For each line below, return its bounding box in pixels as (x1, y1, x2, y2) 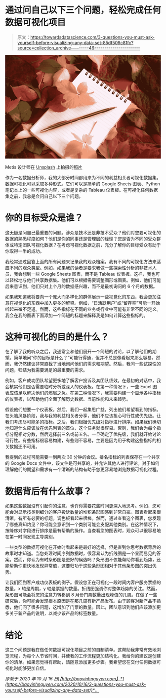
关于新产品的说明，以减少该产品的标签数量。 (9, 611, 100, 616)
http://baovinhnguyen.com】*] (61, 676, 124, 682)
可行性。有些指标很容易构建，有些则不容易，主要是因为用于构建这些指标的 (5, 438, 157, 444)
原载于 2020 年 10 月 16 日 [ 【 (5, 676, 62, 682)
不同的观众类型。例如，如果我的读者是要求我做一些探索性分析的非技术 (9, 265, 152, 271)
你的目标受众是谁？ (5, 212, 83, 223)
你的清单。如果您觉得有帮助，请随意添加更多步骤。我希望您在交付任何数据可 (5, 659, 161, 665)
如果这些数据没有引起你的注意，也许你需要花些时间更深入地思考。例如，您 (5, 503, 157, 509)
